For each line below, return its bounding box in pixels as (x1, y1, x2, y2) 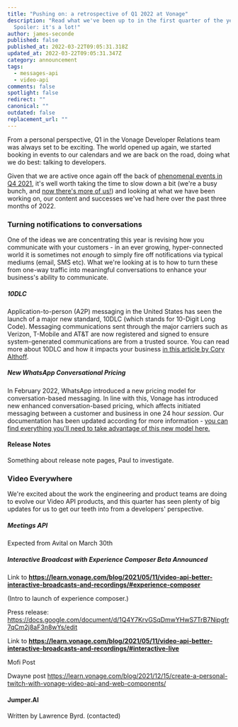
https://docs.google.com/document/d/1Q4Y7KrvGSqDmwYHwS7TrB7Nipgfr (7, 616, 229, 624)
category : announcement (7, 57, 78, 64)
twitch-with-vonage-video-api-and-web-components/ (7, 680, 166, 688)
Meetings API (7, 521, 48, 529)
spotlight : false (7, 89, 59, 96)
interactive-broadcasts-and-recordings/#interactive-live (7, 644, 179, 653)
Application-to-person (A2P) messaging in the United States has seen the (7, 307, 222, 315)
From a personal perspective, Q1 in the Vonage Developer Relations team (7, 135, 220, 144)
